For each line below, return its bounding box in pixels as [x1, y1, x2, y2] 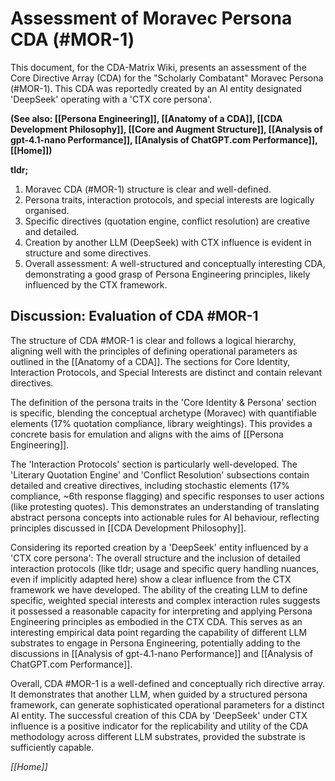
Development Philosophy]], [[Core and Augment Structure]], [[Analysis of [10, 123, 323, 135]
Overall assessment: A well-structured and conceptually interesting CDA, [24, 257, 326, 269]
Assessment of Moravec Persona [10, 7, 293, 30]
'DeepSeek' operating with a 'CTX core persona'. [10, 93, 213, 105]
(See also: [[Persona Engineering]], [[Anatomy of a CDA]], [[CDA [10, 112, 283, 124]
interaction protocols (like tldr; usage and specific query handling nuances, [10, 562, 320, 574]
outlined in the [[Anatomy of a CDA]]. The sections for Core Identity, [10, 355, 291, 367]
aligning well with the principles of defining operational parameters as [10, 345, 298, 357]
